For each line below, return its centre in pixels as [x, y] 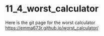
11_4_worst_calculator [52, 9]
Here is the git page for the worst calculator [50, 22]
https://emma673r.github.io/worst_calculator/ [52, 27]
